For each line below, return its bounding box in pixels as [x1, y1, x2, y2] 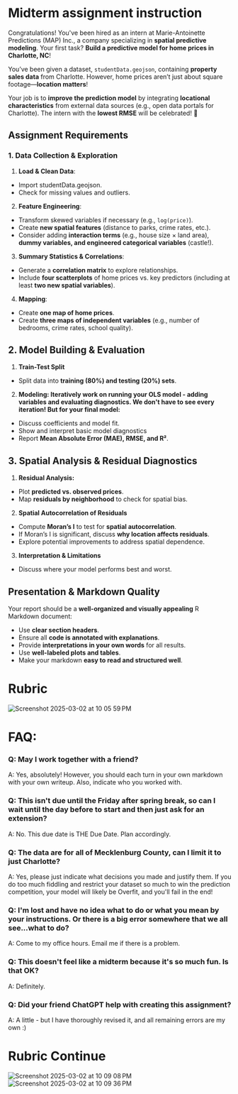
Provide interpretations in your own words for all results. [18, 641, 186, 650]
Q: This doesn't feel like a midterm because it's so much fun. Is [8, 957, 229, 967]
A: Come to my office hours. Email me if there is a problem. [8, 939, 180, 948]
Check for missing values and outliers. [18, 188, 130, 197]
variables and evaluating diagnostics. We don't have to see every [18, 398, 215, 406]
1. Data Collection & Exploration [8, 151, 118, 160]
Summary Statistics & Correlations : [18, 252, 125, 261]
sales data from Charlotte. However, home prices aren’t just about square [8, 72, 223, 81]
